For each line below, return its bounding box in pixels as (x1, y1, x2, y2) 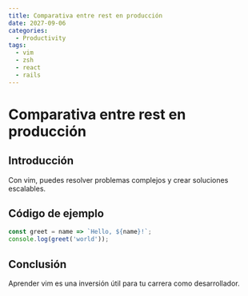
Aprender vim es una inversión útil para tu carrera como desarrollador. (8, 278, 240, 288)
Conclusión (8, 257, 67, 271)
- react (15, 64, 42, 72)
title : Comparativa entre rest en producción (8, 11, 162, 20)
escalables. (8, 184, 46, 193)
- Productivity (15, 34, 66, 42)
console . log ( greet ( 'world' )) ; (8, 235, 110, 243)
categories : (8, 26, 48, 34)
